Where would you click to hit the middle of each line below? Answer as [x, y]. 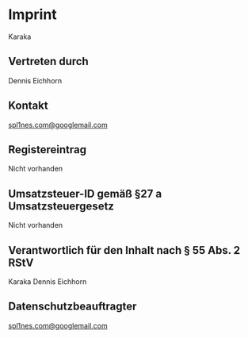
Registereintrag [48, 150]
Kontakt [29, 106]
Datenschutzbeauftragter [72, 307]
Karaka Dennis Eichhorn [48, 282]
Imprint [32, 15]
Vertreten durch [48, 61]
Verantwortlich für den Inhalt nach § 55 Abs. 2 [124, 250]
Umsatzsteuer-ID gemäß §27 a [85, 193]
